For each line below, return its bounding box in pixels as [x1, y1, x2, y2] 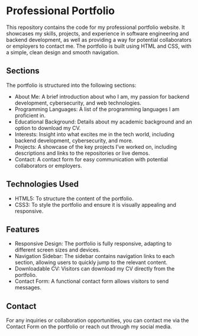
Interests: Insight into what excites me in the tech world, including [14, 131, 174, 138]
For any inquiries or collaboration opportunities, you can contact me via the [6, 317, 189, 324]
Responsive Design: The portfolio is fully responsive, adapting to [14, 240, 172, 247]
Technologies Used [6, 179, 79, 190]
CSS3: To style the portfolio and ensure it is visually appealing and [14, 201, 176, 208]
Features [6, 224, 40, 234]
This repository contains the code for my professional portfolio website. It [6, 24, 185, 31]
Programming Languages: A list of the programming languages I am [14, 105, 180, 113]
